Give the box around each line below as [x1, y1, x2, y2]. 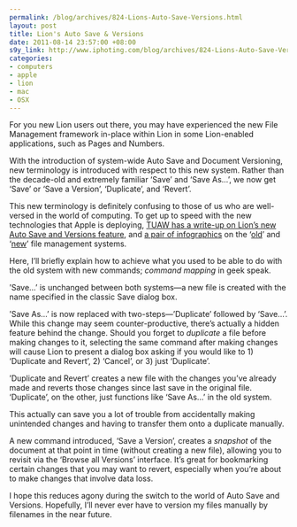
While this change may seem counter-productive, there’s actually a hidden [9, 318, 280, 329]
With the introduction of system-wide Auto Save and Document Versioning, [9, 156, 283, 167]
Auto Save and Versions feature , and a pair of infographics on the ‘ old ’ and [9, 229, 281, 240]
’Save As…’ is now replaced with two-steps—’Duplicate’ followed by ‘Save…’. [9, 309, 288, 320]
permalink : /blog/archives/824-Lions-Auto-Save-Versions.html [9, 12, 243, 22]
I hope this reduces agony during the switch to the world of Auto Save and [9, 491, 280, 501]
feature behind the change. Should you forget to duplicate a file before [9, 328, 267, 338]
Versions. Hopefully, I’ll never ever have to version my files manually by [9, 500, 268, 510]
